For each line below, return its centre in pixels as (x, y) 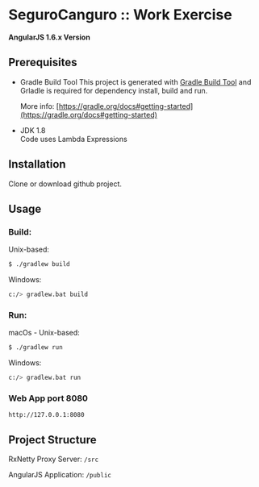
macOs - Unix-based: (44, 333)
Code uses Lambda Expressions (73, 139)
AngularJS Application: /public (60, 475)
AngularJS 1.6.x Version (49, 37)
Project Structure (52, 440)
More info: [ (39, 106)
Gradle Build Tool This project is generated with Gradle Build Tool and (136, 81)
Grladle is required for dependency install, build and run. (114, 90)
